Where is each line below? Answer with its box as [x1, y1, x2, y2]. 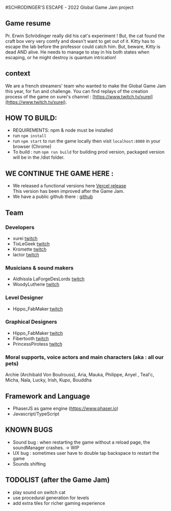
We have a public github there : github [12, 193, 93, 200]
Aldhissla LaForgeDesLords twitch [12, 276, 85, 282]
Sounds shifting [12, 460, 46, 467]
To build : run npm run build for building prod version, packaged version [12, 149, 165, 155]
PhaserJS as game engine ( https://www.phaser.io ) [12, 405, 119, 411]
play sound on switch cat [12, 489, 66, 495]
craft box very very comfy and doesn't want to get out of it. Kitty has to [5, 38, 155, 44]
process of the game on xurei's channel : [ [5, 93, 94, 100]
